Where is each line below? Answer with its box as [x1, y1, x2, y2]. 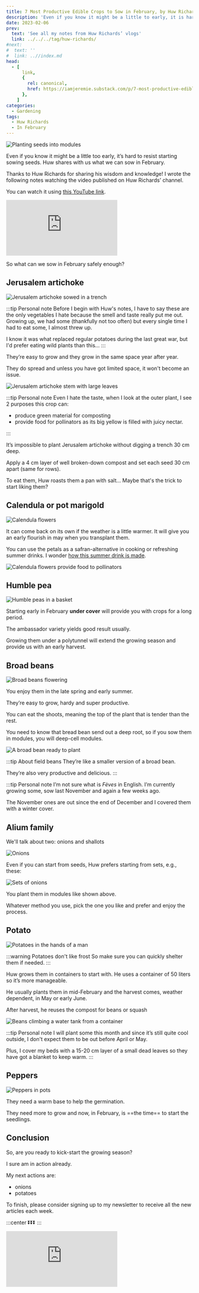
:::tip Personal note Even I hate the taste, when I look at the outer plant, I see [6, 394, 192, 401]
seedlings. [6, 1115, 31, 1123]
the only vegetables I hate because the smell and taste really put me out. [6, 311, 184, 318]
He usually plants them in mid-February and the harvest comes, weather [6, 988, 183, 995]
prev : [6, 25, 20, 31]
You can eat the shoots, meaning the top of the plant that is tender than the [6, 711, 190, 718]
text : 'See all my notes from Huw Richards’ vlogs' [11, 31, 142, 37]
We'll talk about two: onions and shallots [6, 838, 105, 845]
